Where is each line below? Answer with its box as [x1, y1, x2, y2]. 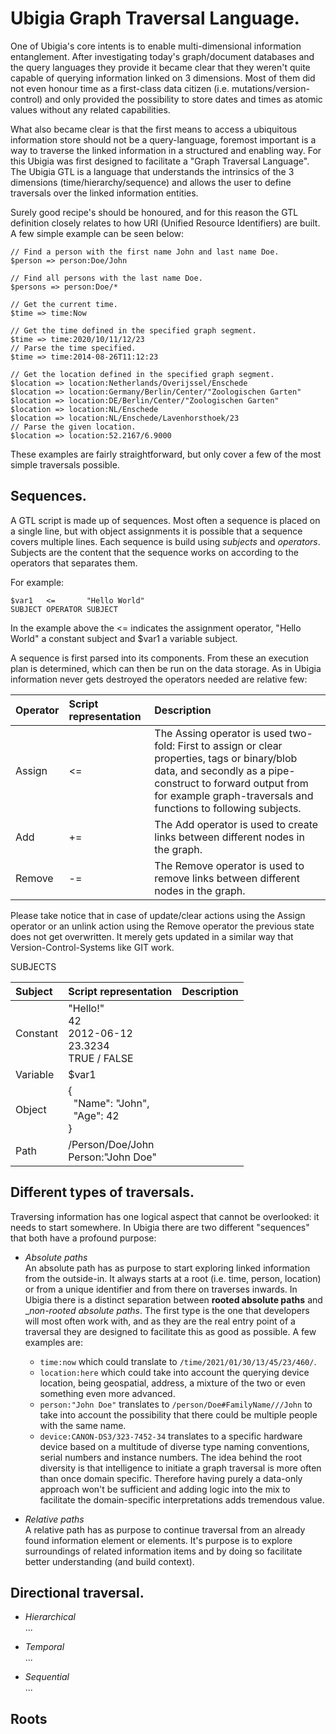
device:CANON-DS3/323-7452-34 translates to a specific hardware [39, 1430, 303, 1442]
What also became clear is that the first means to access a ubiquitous [10, 123, 298, 135]
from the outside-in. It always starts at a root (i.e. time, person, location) [24, 1272, 322, 1284]
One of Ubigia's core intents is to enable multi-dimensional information [10, 40, 302, 52]
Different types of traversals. [10, 1184, 195, 1201]
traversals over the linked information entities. [10, 187, 199, 199]
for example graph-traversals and [154, 788, 314, 802]
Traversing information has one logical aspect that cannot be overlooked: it [10, 1210, 320, 1222]
